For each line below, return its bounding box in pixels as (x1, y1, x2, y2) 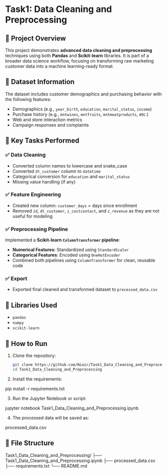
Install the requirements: (12, 376, 62, 382)
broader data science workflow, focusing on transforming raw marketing (5, 58, 154, 63)
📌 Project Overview (5, 34, 66, 42)
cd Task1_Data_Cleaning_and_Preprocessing (12, 366, 102, 372)
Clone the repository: (12, 352, 56, 358)
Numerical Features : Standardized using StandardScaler (12, 246, 129, 253)
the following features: (5, 96, 51, 102)
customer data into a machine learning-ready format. (5, 63, 114, 69)
